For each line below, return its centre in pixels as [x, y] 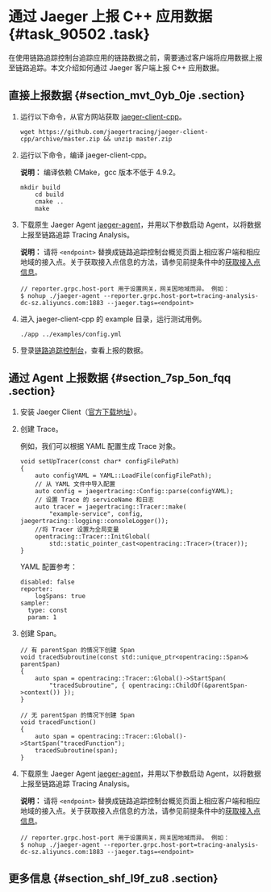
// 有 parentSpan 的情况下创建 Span [77, 650]
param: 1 [42, 617]
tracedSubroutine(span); [77, 750]
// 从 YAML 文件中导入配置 [75, 484]
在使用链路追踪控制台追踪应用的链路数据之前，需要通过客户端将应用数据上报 [135, 57]
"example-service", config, [96, 513]
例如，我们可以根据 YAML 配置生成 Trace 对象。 [100, 446]
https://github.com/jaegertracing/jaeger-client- [123, 132]
